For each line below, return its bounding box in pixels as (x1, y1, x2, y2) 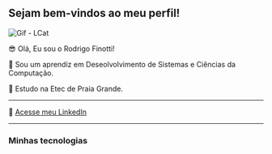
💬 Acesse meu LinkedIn (8, 107, 87, 117)
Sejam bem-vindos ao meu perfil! (8, 6, 181, 20)
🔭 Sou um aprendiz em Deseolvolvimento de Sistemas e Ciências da (8, 59, 236, 69)
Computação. (8, 68, 54, 78)
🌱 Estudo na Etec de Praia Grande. (8, 83, 124, 93)
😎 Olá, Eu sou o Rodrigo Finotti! (8, 44, 115, 53)
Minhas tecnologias (8, 135, 87, 146)
